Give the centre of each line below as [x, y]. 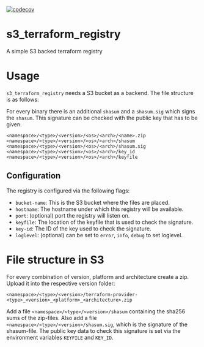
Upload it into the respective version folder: [61, 283]
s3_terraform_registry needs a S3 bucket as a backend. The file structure [100, 93]
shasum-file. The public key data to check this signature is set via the [94, 330]
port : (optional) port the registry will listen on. [72, 215]
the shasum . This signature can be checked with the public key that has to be [102, 118]
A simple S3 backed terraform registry [54, 51]
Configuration [34, 176]
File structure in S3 [55, 260]
